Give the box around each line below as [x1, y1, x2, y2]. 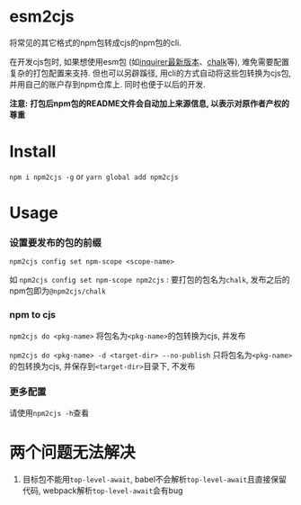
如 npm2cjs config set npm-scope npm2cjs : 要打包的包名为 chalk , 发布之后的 [9, 275, 290, 285]
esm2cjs [9, 6, 75, 27]
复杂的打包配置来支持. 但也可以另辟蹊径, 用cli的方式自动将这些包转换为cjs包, [9, 68, 292, 78]
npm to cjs [9, 309, 57, 321]
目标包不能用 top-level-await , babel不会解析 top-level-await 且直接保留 [22, 473, 288, 484]
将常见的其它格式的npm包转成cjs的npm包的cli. [9, 37, 181, 48]
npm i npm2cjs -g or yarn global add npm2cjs [9, 171, 179, 182]
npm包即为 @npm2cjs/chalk [9, 285, 106, 296]
